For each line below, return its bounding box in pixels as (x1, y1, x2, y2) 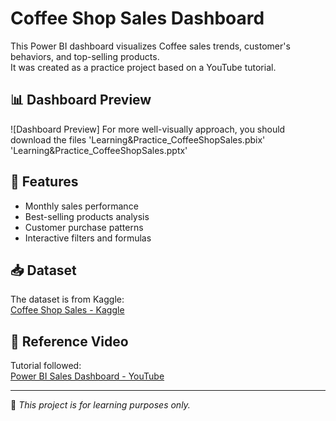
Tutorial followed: (10, 360, 82, 372)
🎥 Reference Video (10, 333, 129, 350)
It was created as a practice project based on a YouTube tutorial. (10, 61, 277, 73)
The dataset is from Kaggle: (10, 293, 125, 306)
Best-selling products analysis (24, 210, 150, 222)
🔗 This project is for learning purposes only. (10, 399, 191, 411)
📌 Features (10, 173, 79, 191)
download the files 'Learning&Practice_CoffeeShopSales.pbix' (10, 133, 266, 146)
